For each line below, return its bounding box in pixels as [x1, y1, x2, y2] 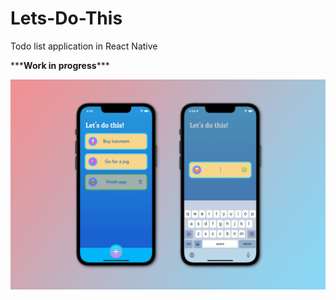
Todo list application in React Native [10, 40, 158, 52]
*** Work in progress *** [10, 59, 110, 71]
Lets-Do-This [10, 7, 123, 30]
